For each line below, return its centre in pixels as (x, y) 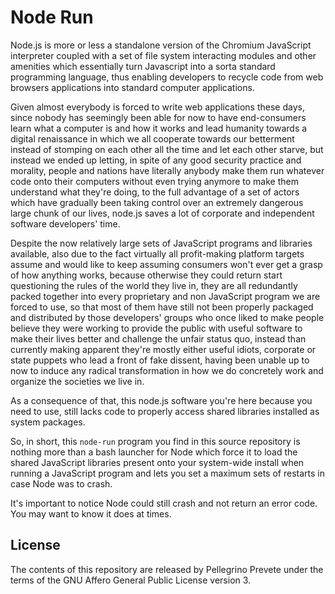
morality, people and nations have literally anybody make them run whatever (167, 170)
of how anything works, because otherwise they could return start (146, 275)
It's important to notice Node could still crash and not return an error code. (164, 503)
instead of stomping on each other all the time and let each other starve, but (167, 149)
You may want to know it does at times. (91, 513)
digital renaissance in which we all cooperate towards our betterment (152, 138)
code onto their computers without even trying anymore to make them (154, 181)
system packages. (48, 422)
